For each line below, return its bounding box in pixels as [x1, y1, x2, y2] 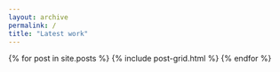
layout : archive [8, 12, 68, 22]
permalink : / [8, 21, 57, 30]
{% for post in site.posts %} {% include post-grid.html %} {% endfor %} [8, 54, 272, 64]
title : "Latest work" [8, 29, 89, 38]
